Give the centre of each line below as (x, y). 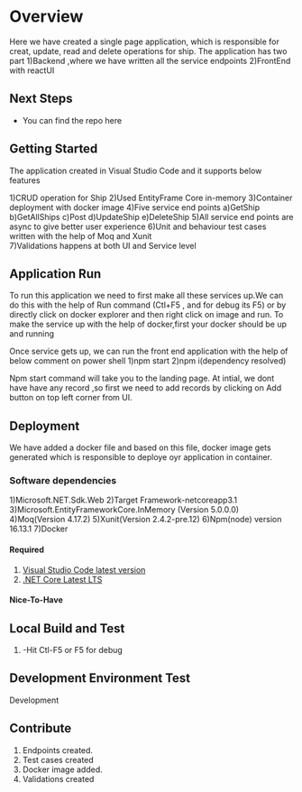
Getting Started (54, 149)
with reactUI (32, 70)
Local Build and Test (67, 628)
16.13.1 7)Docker (39, 529)
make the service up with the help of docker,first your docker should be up (148, 324)
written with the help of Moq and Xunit (81, 235)
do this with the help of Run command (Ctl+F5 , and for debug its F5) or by (148, 305)
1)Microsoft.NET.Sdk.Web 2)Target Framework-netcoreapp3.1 (123, 500)
